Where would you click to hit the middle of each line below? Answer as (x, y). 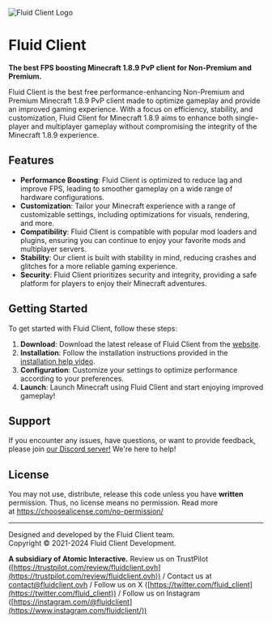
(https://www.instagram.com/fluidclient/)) (78, 611)
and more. (37, 223)
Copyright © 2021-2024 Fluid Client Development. (92, 544)
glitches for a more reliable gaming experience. (99, 266)
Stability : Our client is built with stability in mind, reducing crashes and (138, 257)
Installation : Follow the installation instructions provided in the (124, 352)
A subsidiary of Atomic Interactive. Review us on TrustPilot (108, 559)
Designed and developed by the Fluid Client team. (92, 535)
